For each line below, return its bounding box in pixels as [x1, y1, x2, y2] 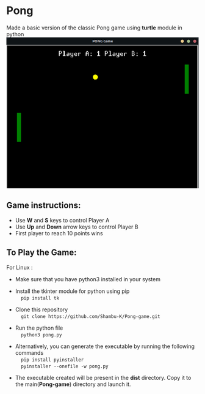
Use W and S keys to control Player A [15, 216, 110, 224]
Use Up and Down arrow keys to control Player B [15, 223, 138, 230]
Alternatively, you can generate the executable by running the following [15, 343, 195, 350]
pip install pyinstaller [21, 357, 84, 363]
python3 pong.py [21, 331, 62, 338]
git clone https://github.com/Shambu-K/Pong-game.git [21, 313, 160, 319]
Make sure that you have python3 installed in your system [15, 275, 160, 282]
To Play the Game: [6, 248, 77, 258]
